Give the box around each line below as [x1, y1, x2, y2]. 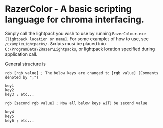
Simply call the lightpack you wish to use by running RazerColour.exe [5, 30, 146, 36]
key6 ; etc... [5, 118, 35, 123]
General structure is [5, 61, 46, 67]
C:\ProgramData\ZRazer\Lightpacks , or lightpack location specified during [5, 46, 155, 52]
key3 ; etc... [5, 92, 35, 97]
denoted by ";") [5, 75, 39, 80]
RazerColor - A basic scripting [5, 3, 132, 15]
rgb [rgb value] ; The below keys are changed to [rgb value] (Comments [5, 70, 159, 75]
